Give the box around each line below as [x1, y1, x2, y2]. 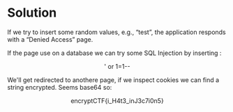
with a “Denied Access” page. [7, 35, 93, 43]
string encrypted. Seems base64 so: [7, 83, 112, 91]
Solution [7, 5, 57, 21]
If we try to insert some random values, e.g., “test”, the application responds [7, 28, 227, 36]
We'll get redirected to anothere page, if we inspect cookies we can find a [7, 75, 220, 84]
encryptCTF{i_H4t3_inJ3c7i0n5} [70, 96, 164, 105]
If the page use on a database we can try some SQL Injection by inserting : [7, 49, 222, 57]
